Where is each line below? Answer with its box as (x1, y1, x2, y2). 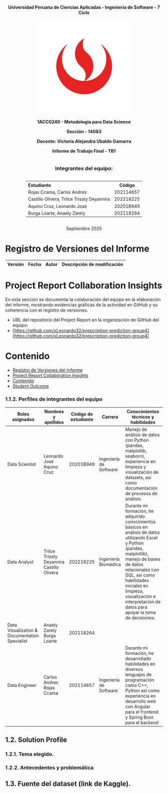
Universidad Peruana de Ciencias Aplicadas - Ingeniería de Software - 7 (8, 5, 160, 10)
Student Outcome (12, 383, 49, 389)
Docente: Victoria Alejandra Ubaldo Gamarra (36, 138, 131, 144)
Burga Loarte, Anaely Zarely (28, 210, 86, 216)
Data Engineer (7, 682, 36, 688)
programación (125, 676, 154, 683)
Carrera (101, 414, 118, 420)
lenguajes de (125, 671, 152, 677)
